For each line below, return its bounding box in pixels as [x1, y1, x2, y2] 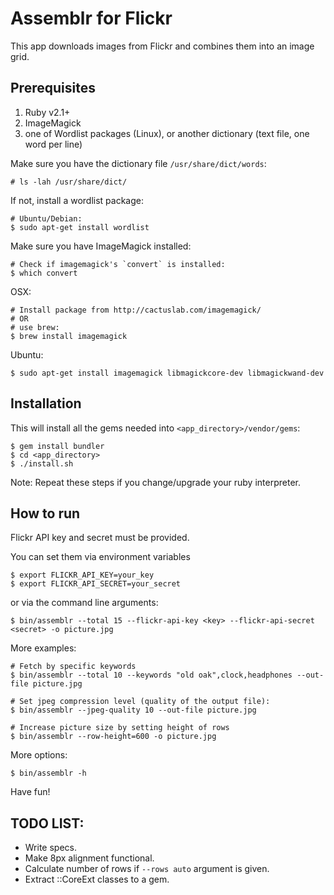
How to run [10, 505, 81, 522]
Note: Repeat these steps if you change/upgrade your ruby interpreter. [10, 476, 301, 488]
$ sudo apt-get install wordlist [10, 222, 150, 232]
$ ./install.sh [10, 458, 74, 469]
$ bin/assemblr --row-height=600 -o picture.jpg [10, 732, 217, 742]
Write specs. [24, 842, 77, 854]
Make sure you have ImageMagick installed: [10, 240, 192, 252]
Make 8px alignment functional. [24, 852, 155, 864]
